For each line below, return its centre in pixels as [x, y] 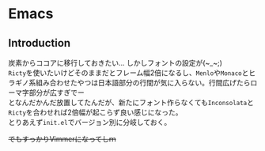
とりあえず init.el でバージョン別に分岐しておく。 [90, 122]
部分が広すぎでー [57, 92]
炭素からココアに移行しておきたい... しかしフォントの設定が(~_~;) [115, 63]
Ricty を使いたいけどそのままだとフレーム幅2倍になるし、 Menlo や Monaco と [129, 73]
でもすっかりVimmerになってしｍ [62, 139]
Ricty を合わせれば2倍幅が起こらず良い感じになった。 [96, 112]
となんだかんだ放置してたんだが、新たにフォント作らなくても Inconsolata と [131, 102]
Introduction [40, 43]
